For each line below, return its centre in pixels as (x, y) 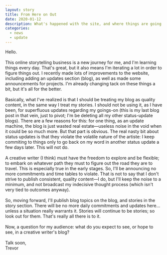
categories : (17, 28)
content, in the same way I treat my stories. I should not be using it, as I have (84, 105)
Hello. (11, 52)
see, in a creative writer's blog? (37, 232)
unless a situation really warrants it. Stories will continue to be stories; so (80, 211)
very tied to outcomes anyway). (38, 190)
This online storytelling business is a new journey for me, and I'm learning (81, 62)
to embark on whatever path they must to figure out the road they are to (79, 163)
